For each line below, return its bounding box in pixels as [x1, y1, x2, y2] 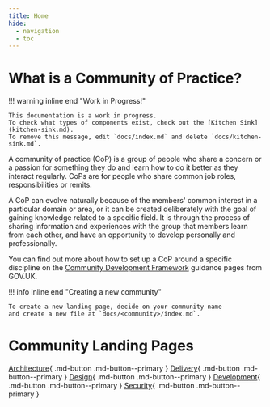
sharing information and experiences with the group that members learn [8, 222, 248, 231]
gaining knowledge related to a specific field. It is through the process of [8, 213, 251, 223]
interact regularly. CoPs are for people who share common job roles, [8, 172, 236, 181]
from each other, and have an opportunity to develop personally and [8, 230, 236, 240]
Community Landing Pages [8, 337, 194, 355]
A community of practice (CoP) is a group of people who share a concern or [8, 155, 262, 164]
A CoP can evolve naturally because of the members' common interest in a [8, 196, 258, 206]
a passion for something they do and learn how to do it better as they [8, 163, 238, 172]
